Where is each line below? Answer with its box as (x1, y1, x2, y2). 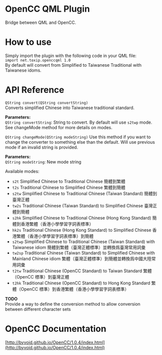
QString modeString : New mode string (5, 159, 81, 165)
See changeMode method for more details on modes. (5, 124, 113, 130)
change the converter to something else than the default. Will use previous (5, 139, 155, 145)
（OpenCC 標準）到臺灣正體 (12, 274, 69, 280)
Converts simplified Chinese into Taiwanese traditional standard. (5, 105, 135, 111)
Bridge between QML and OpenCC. (5, 19, 77, 25)
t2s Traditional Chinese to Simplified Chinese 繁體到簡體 (12, 184, 126, 190)
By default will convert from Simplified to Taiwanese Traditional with (5, 62, 142, 68)
